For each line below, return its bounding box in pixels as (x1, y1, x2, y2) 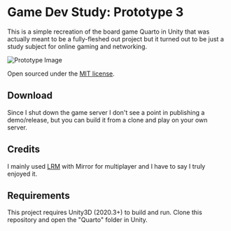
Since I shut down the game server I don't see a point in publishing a (7, 108, 205, 116)
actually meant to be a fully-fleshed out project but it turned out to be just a (7, 34, 224, 43)
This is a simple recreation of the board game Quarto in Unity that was (7, 27, 210, 36)
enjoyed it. (7, 169, 38, 178)
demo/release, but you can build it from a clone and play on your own (7, 115, 208, 124)
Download (7, 90, 52, 101)
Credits (7, 143, 41, 155)
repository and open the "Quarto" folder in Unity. (7, 216, 148, 224)
